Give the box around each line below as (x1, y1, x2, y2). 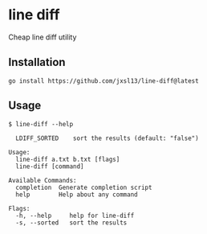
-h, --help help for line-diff (15, 211, 135, 220)
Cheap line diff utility (8, 32, 77, 42)
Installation (8, 55, 66, 69)
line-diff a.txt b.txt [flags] (15, 155, 120, 163)
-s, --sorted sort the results (15, 219, 128, 227)
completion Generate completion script (15, 183, 152, 191)
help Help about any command (15, 191, 138, 199)
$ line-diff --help (8, 120, 74, 128)
